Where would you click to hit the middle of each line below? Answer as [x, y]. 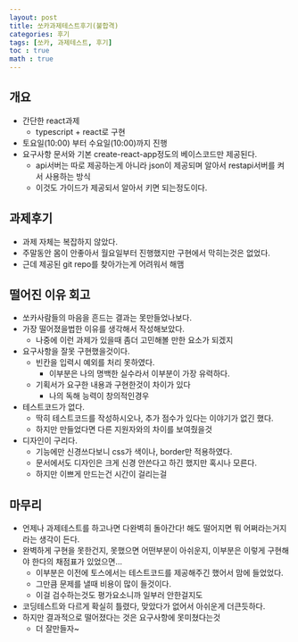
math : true [31, 59]
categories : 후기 [39, 34]
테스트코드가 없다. [53, 407]
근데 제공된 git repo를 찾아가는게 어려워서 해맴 [103, 263]
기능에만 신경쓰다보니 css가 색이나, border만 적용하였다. [134, 452]
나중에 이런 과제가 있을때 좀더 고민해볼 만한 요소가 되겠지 [134, 340]
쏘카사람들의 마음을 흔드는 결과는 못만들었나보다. [107, 318]
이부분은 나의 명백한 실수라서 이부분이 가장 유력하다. [139, 374]
